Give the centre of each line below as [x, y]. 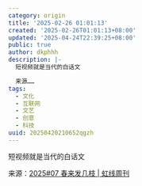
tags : [17, 89]
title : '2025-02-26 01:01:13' [58, 23]
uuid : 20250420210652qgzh [51, 133]
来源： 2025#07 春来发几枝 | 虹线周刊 [69, 173]
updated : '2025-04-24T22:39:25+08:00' [72, 38]
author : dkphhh [33, 52]
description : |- [35, 60]
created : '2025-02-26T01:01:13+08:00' [72, 30]
